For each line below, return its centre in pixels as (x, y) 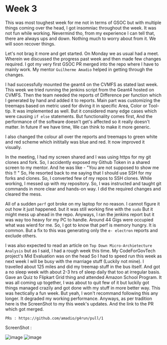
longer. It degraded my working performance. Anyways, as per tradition (79, 298)
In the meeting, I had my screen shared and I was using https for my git (78, 157)
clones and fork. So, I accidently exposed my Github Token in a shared (78, 162)
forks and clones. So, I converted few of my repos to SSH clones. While (79, 178)
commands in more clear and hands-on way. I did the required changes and (83, 188)
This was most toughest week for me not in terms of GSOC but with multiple (83, 22)
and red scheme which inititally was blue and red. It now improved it (75, 142)
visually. (13, 147)
